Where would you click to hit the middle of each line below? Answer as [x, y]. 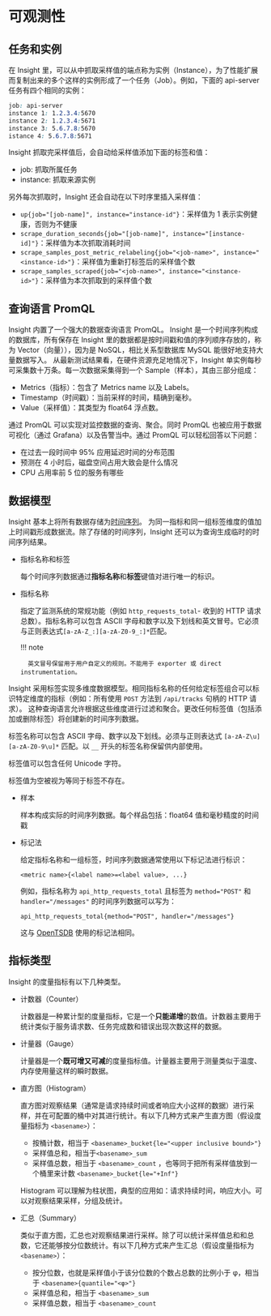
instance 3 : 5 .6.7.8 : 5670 [52, 128]
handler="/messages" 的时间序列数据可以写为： [98, 901]
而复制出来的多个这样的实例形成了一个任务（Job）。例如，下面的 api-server [134, 80]
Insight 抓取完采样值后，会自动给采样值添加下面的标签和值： [109, 152]
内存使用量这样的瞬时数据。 [66, 1070]
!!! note [32, 647]
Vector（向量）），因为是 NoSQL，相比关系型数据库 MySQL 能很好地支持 [137, 350]
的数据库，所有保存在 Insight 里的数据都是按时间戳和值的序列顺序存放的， [131, 340]
